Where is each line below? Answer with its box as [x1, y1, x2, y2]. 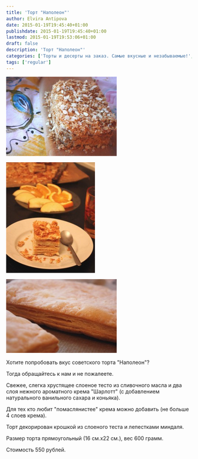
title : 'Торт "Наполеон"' [6, 9, 70, 15]
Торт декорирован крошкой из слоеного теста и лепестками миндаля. [6, 423, 184, 430]
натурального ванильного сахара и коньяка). [6, 394, 121, 401]
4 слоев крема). [6, 412, 47, 419]
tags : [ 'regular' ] [6, 59, 51, 65]
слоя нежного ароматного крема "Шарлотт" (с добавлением [6, 388, 160, 395]
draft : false [6, 41, 38, 47]
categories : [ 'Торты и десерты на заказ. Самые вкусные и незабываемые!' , [6, 53, 194, 59]
